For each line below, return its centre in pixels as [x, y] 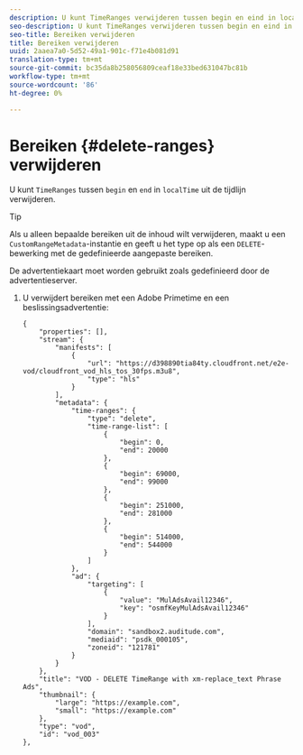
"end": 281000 [146, 514]
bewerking [29, 253]
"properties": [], [73, 332]
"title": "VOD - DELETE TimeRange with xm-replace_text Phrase [160, 679]
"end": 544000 [146, 545]
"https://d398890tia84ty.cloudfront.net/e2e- [203, 364]
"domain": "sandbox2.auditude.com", [156, 632]
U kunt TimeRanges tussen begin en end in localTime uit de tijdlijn [128, 189]
